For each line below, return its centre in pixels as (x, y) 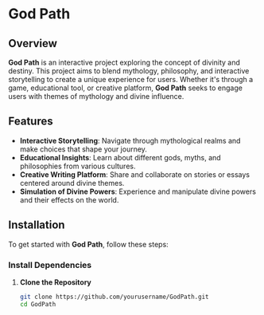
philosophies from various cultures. (78, 166)
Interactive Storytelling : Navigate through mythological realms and (130, 140)
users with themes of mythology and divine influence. (96, 96)
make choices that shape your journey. (83, 149)
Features (31, 122)
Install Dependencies (50, 265)
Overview (33, 43)
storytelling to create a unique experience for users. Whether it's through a (131, 79)
